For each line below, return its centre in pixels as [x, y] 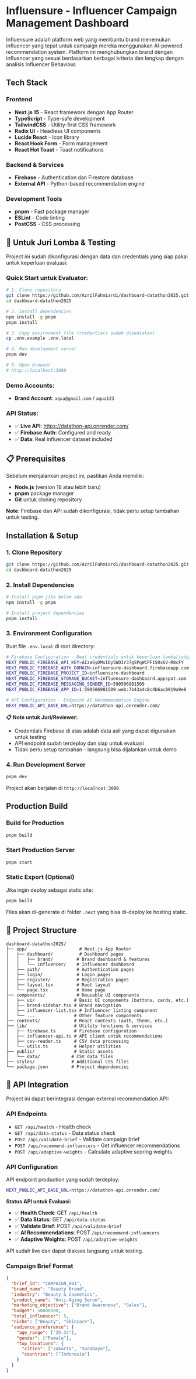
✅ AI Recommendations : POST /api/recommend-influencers [87, 1232]
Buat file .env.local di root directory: [50, 646]
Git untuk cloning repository [48, 499]
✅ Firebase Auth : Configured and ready [63, 433]
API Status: [22, 413]
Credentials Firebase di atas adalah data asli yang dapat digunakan [95, 731]
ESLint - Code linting [40, 218]
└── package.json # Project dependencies [68, 1067]
